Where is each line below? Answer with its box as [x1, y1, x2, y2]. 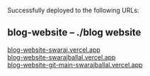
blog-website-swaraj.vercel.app [7, 45, 100, 54]
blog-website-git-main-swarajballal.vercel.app [7, 60, 143, 69]
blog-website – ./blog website [7, 26, 142, 38]
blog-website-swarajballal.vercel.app [7, 53, 116, 61]
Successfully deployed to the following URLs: [7, 6, 139, 14]
